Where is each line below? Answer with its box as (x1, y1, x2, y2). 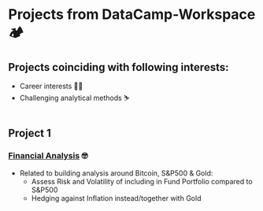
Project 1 (8, 127, 51, 140)
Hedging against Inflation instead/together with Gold (31, 193, 202, 202)
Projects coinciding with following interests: (8, 61, 229, 74)
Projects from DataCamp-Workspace (8, 6, 256, 24)
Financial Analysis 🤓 (8, 150, 88, 161)
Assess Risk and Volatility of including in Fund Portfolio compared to (31, 176, 254, 186)
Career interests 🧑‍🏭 (19, 81, 83, 91)
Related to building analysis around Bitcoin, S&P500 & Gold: (19, 168, 213, 178)
